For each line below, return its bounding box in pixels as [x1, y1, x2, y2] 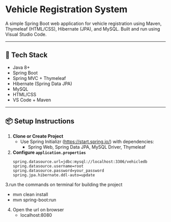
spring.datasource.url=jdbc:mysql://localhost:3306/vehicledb [12, 159, 148, 164]
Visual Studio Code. [5, 31, 47, 37]
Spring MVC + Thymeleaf [12, 75, 66, 81]
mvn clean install [12, 191, 48, 197]
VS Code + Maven [12, 97, 51, 103]
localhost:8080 [20, 212, 52, 218]
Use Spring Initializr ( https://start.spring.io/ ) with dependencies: [20, 138, 154, 145]
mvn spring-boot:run [12, 197, 56, 203]
